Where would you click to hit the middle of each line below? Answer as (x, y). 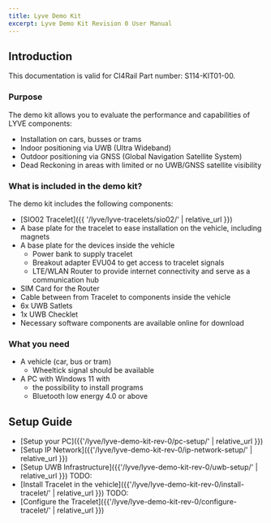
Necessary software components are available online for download (132, 322)
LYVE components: (41, 123)
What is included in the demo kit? (75, 186)
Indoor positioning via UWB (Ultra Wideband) (96, 148)
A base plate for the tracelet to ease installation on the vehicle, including (141, 227)
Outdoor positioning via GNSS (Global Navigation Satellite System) (131, 156)
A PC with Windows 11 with (65, 379)
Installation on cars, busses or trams (81, 139)
